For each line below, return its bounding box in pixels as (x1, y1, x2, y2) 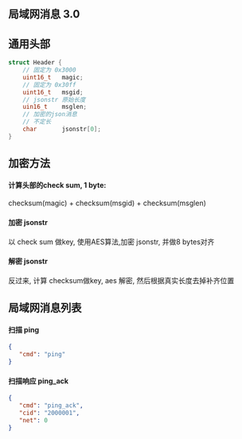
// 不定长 (22, 118, 52, 126)
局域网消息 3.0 (8, 7, 80, 21)
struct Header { (8, 59, 62, 67)
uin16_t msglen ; (22, 103, 88, 111)
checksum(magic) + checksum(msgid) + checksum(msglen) (8, 198, 207, 208)
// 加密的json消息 (22, 111, 78, 118)
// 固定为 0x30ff (22, 80, 76, 89)
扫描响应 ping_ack (8, 376, 69, 386)
